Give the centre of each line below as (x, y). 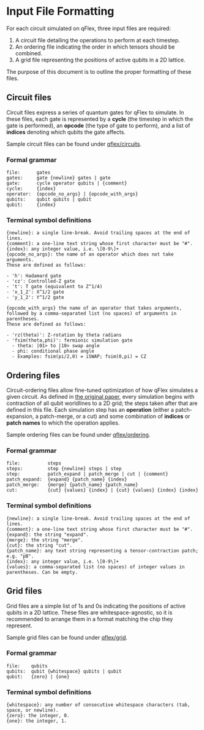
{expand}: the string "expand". (47, 535)
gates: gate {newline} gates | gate (59, 178)
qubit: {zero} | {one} (38, 677)
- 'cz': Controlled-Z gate (41, 281)
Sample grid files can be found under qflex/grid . (67, 637)
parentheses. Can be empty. (42, 572)
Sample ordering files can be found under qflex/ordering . (78, 435)
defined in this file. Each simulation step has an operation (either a (90, 410)
